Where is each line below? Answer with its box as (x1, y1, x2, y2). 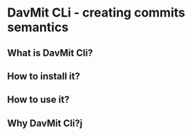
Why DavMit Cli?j (7, 117, 83, 129)
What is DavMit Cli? (7, 47, 93, 59)
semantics (7, 19, 69, 35)
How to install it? (7, 70, 81, 82)
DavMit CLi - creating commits (7, 5, 185, 21)
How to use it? (7, 94, 70, 106)
